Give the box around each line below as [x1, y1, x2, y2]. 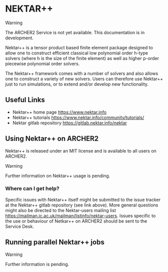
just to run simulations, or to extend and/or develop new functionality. [5, 81, 149, 87]
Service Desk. [5, 223, 34, 229]
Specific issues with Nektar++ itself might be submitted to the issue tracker [5, 196, 161, 202]
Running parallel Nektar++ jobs [5, 238, 105, 247]
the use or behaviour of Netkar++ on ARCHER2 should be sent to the [5, 218, 147, 224]
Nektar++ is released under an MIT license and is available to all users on [5, 148, 157, 154]
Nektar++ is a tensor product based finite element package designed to [5, 44, 153, 50]
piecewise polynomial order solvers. [5, 60, 80, 66]
